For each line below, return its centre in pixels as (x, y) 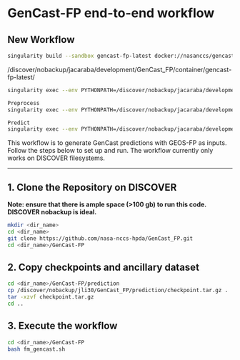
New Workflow (41, 40)
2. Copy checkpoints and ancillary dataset (104, 267)
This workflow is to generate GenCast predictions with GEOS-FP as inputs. (117, 143)
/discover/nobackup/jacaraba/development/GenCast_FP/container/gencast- (120, 69)
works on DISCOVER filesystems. (56, 158)
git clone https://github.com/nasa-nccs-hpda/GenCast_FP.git (100, 238)
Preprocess (24, 103)
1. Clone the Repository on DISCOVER (92, 187)
